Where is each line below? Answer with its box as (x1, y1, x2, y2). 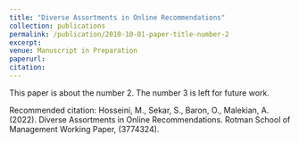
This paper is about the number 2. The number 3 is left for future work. (9, 87, 270, 98)
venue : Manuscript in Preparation (9, 46, 138, 55)
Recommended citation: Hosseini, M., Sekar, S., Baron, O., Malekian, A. (9, 105, 270, 115)
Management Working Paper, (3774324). (9, 123, 160, 134)
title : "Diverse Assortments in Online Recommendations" (9, 13, 226, 22)
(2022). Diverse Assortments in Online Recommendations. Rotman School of (9, 114, 291, 125)
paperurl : (9, 55, 46, 63)
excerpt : (9, 38, 42, 47)
